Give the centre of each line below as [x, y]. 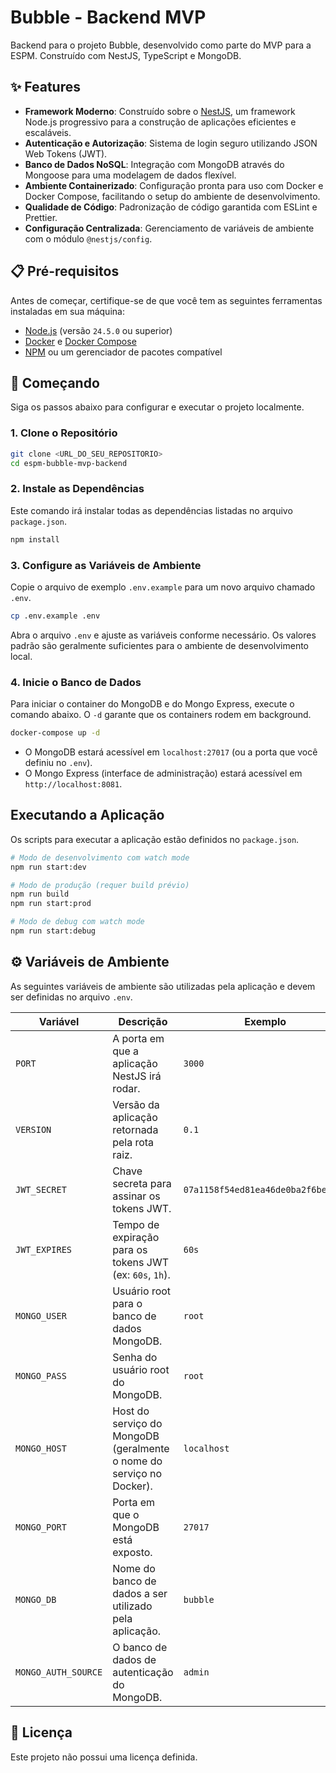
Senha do [135, 1357]
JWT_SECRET [41, 1189]
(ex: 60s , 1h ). [141, 1274]
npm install [35, 539]
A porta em [138, 1038]
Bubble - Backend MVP [108, 17]
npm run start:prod [51, 904]
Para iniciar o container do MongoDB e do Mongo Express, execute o [152, 704]
